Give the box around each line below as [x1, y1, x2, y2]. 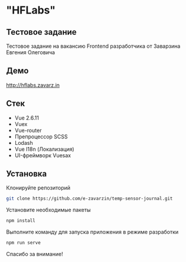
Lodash [14, 139, 34, 146]
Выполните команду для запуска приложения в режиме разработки [6, 228, 179, 236]
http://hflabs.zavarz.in [6, 81, 60, 88]
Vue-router [14, 127, 42, 134]
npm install [6, 218, 35, 224]
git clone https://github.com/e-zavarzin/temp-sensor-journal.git [6, 195, 173, 202]
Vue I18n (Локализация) [14, 145, 75, 152]
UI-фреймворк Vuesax [14, 151, 71, 159]
